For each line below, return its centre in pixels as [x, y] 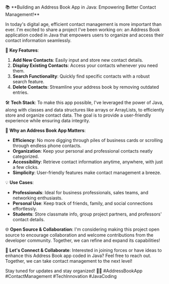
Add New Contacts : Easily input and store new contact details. [78, 60]
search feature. [28, 82]
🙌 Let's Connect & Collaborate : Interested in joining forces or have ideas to [84, 250]
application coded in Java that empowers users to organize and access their [84, 35]
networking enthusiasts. [38, 198]
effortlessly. [25, 209]
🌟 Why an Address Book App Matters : [45, 130]
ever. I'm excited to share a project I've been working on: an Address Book [82, 30]
